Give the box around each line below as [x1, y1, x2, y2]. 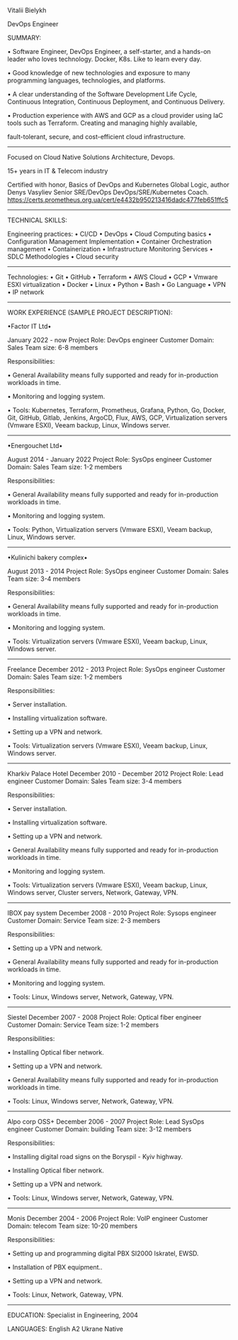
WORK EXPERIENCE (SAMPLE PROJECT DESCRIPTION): [7, 308, 173, 317]
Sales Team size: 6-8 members [7, 344, 98, 352]
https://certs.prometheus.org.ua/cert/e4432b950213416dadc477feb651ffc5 [7, 195, 229, 204]
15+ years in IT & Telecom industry [7, 167, 108, 175]
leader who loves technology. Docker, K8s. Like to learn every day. [7, 55, 202, 63]
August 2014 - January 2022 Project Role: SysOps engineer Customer [7, 455, 212, 464]
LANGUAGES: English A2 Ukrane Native [7, 1324, 124, 1333]
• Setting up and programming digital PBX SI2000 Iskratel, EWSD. [7, 1249, 199, 1258]
